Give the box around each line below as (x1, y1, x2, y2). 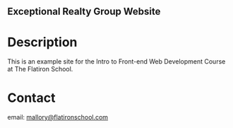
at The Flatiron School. (7, 65, 73, 74)
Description (7, 34, 78, 50)
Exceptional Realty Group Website (7, 6, 161, 18)
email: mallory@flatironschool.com (7, 113, 108, 122)
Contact (7, 90, 56, 105)
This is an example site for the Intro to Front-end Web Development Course (7, 57, 226, 66)
